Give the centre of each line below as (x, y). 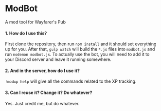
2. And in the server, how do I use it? (43, 71)
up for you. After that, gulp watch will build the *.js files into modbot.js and (80, 49)
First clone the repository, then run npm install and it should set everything (81, 44)
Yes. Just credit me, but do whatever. (42, 103)
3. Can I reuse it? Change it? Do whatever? (49, 92)
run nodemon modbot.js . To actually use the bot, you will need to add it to (77, 55)
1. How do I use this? (26, 33)
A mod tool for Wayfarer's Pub (36, 22)
